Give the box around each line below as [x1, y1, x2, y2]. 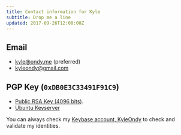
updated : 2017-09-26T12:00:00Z [6, 20, 85, 26]
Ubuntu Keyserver [14, 104, 60, 111]
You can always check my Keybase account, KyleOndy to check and [6, 116, 176, 123]
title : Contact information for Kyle [6, 8, 101, 15]
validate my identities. [6, 122, 61, 129]
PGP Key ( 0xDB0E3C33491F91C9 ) [6, 82, 120, 92]
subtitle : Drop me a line [6, 14, 71, 20]
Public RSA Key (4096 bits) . [14, 98, 84, 105]
